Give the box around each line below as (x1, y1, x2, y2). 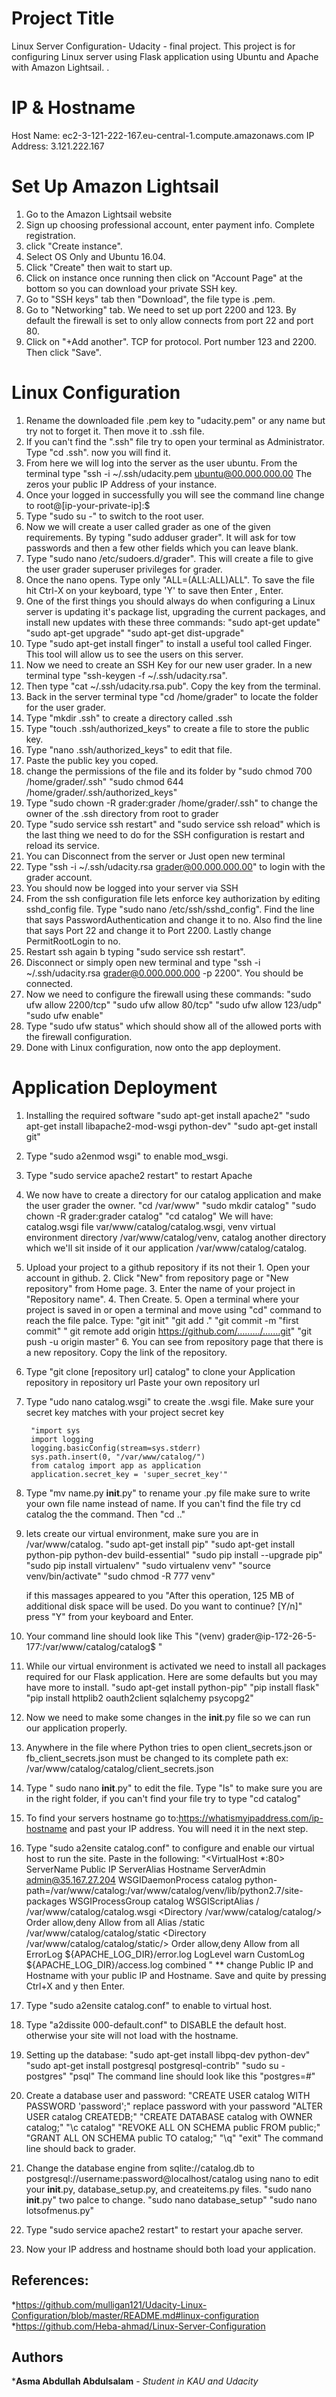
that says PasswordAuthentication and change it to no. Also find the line (25, 913, 323, 926)
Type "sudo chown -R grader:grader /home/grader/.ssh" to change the (25, 797, 318, 809)
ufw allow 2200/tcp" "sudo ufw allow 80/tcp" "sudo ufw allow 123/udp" (25, 998, 323, 1011)
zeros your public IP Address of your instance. (25, 478, 218, 490)
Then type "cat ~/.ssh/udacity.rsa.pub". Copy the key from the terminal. (25, 680, 321, 692)
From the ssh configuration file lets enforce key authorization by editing (25, 892, 321, 904)
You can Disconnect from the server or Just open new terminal (25, 850, 286, 862)
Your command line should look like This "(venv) (25, 1630, 226, 1642)
